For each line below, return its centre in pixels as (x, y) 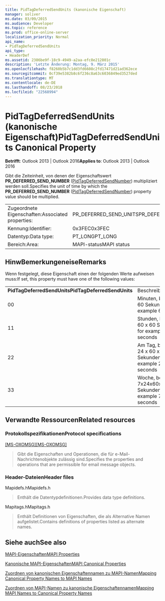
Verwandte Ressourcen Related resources (70, 420)
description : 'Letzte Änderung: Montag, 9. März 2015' (62, 64)
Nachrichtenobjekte (37, 459)
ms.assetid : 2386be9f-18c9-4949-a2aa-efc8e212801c (58, 60)
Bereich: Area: (23, 245)
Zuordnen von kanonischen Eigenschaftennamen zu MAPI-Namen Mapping (81, 573)
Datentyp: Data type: (31, 236)
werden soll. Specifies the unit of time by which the (56, 186)
